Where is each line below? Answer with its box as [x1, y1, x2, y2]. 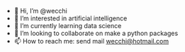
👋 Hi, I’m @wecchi [13, 7, 67, 15]
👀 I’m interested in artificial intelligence [13, 14, 128, 22]
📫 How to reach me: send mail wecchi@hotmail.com [13, 37, 169, 45]
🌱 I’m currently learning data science [13, 22, 122, 30]
